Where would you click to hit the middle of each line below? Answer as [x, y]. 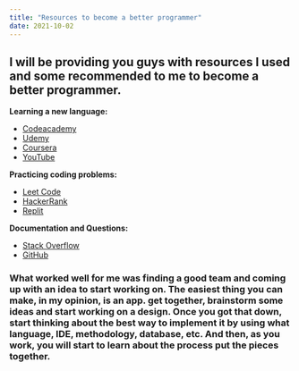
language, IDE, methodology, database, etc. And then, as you [145, 334]
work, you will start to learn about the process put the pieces [144, 345]
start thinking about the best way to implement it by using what [149, 323]
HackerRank [45, 201]
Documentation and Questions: [68, 228]
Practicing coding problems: [64, 174]
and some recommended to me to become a [134, 76]
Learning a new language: [59, 112]
